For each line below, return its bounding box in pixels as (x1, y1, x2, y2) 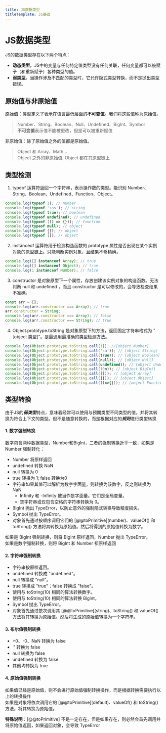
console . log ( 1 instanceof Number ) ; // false (5, 268, 98, 273)
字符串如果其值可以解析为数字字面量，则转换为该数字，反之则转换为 (12, 481, 151, 487)
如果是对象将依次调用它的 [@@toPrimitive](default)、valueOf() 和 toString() (5, 699, 159, 705)
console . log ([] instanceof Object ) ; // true (5, 263, 98, 268)
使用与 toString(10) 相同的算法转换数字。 (12, 589, 95, 595)
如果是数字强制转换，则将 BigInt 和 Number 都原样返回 (5, 540, 116, 546)
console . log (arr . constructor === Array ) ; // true (5, 304, 110, 309)
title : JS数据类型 (5, 7, 41, 12)
